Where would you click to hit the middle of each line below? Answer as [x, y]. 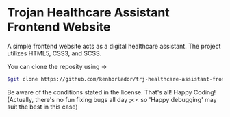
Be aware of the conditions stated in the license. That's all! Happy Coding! [112, 92]
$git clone [23, 79]
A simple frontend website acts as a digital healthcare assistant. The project [114, 46]
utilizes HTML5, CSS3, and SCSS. [54, 53]
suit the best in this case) [42, 107]
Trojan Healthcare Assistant [88, 13]
